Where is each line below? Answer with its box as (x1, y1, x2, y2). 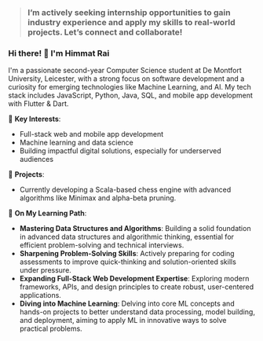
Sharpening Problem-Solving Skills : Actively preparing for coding (19, 249, 235, 258)
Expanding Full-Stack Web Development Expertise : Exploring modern (19, 274, 250, 284)
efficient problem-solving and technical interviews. (19, 240, 184, 250)
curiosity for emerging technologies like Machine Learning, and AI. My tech (8, 82, 251, 92)
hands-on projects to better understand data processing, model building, (19, 307, 255, 317)
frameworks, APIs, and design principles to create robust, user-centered (19, 282, 254, 291)
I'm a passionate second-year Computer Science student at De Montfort (8, 66, 242, 75)
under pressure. (19, 266, 72, 275)
